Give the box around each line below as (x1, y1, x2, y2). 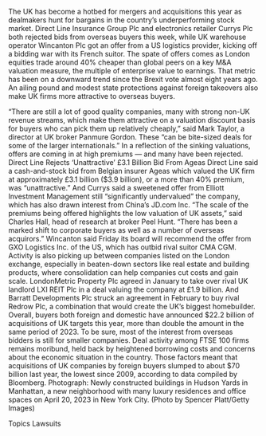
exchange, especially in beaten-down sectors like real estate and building (8, 259, 249, 269)
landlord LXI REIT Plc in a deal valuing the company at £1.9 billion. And (8, 285, 239, 294)
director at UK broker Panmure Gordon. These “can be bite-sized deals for (8, 132, 252, 142)
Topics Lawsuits (8, 418, 61, 428)
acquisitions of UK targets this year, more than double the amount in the (8, 319, 244, 328)
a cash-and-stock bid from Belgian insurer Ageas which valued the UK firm (8, 167, 255, 175)
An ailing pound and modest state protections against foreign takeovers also (8, 83, 259, 92)
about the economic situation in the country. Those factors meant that (8, 352, 238, 362)
